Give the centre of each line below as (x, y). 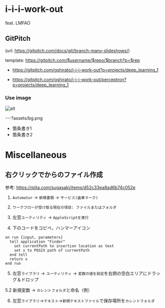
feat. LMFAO (18, 23)
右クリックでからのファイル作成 (54, 174)
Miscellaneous (36, 155)
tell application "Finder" (37, 242)
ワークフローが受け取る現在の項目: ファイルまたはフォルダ (64, 207)
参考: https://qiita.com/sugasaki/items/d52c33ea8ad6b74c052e (70, 188)
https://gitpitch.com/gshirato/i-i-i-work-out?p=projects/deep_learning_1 (85, 70)
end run (13, 264)
